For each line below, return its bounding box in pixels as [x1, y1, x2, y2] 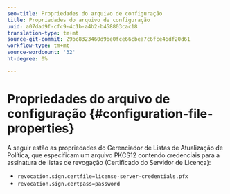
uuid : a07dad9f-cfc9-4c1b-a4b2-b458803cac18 [7, 23, 138, 30]
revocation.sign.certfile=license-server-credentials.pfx [17, 173, 188, 180]
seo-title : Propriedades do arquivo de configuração [7, 10, 163, 17]
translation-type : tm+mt [7, 29, 79, 37]
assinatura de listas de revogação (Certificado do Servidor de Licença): [7, 158, 211, 166]
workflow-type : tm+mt [7, 42, 70, 49]
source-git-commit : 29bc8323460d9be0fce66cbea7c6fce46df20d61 [7, 36, 191, 43]
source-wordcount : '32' [7, 49, 76, 56]
